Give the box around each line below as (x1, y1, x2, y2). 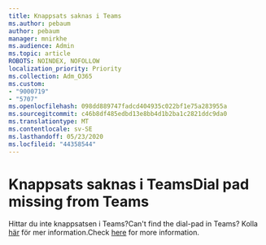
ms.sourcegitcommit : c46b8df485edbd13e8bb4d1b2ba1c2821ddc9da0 (8, 110, 228, 118)
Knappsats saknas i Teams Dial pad (8, 175, 250, 193)
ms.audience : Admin (8, 42, 75, 50)
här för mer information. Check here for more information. (8, 228, 200, 238)
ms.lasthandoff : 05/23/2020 (8, 132, 104, 140)
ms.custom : (8, 80, 46, 88)
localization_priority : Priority (8, 65, 122, 73)
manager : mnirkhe (8, 34, 68, 43)
